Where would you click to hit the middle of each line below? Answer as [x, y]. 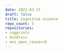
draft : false [18, 14]
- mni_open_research [26, 42]
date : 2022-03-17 [23, 10]
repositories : [20, 28]
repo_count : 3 [20, 24]
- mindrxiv [16, 38]
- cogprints [17, 33]
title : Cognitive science [31, 19]
